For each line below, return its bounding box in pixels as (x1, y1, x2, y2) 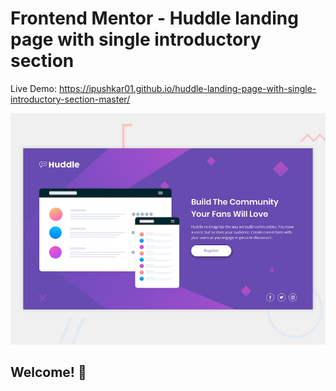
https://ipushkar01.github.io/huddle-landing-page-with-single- (58, 82, 317, 94)
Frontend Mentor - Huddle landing (10, 7, 299, 30)
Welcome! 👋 (10, 363, 87, 381)
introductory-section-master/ (10, 93, 131, 105)
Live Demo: (10, 82, 57, 94)
